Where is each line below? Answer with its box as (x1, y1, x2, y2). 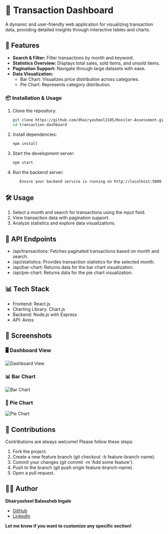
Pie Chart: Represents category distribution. (20, 81, 111, 87)
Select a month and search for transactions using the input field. (12, 209, 146, 216)
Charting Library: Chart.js (12, 306, 65, 312)
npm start (12, 160, 34, 165)
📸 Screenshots (5, 332, 52, 340)
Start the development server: (12, 150, 75, 156)
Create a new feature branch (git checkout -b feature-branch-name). (12, 454, 156, 460)
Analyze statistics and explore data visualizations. (12, 220, 116, 226)
